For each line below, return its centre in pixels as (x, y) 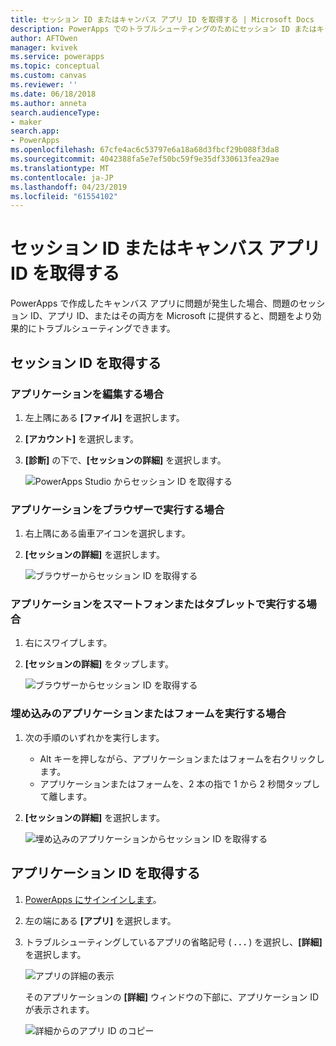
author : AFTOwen (44, 38)
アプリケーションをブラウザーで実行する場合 (117, 509)
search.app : (35, 131)
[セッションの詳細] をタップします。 (99, 664)
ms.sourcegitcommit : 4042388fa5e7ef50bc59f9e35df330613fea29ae (145, 159)
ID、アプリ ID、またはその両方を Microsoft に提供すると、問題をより (171, 316)
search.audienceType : (55, 112)
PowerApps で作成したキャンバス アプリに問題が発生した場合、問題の (155, 303)
